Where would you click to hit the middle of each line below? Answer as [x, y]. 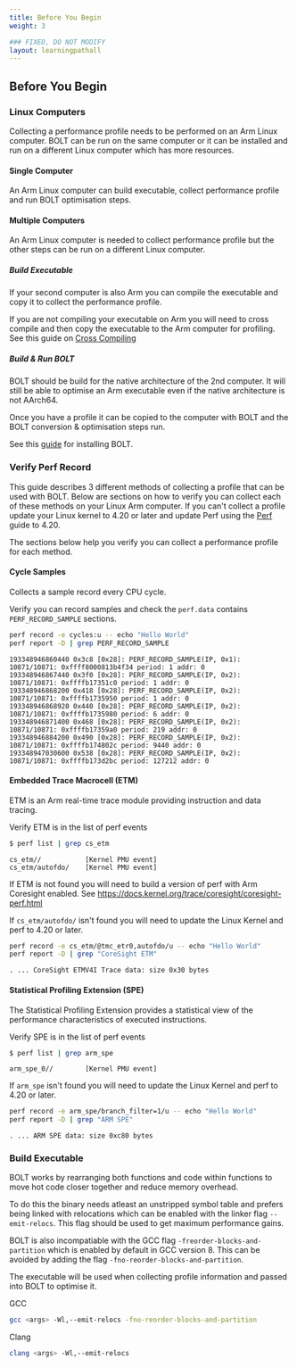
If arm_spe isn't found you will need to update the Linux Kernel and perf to [144, 1086]
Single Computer [41, 170]
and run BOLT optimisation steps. [70, 200]
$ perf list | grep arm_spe [62, 1053]
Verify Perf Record [50, 468]
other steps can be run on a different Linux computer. [107, 250]
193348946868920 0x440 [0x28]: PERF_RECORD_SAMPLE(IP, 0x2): [125, 706]
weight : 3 [28, 26]
